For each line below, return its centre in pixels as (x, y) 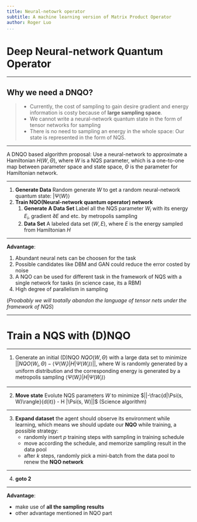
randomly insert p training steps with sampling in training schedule (104, 437)
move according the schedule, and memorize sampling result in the (105, 443)
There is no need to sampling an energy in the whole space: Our (107, 132)
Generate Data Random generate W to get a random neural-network (98, 190)
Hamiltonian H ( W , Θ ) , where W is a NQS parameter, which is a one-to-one (96, 161)
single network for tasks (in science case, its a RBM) (78, 283)
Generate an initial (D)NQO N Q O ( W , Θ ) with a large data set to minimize (101, 357)
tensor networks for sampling (65, 125)
